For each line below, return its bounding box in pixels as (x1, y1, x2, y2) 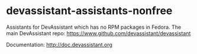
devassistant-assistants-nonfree (6, 4, 173, 18)
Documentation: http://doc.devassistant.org (6, 41, 112, 48)
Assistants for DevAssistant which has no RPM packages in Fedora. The (6, 23, 182, 31)
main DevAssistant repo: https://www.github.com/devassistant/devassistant (6, 29, 191, 36)
